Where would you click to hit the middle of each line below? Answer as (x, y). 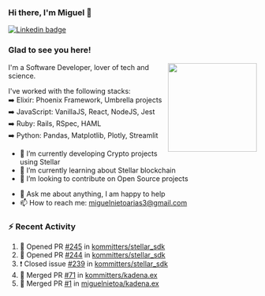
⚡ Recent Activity (42, 226)
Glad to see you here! (50, 50)
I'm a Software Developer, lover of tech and (79, 67)
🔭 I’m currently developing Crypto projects (88, 154)
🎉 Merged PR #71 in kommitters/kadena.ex (88, 275)
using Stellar (40, 161)
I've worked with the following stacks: (70, 91)
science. (22, 76)
